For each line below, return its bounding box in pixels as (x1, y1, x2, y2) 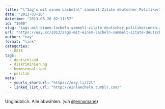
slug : (5, 26, 16, 30)
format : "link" (5, 39, 36, 44)
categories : (5, 44, 29, 49)
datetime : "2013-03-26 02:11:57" (5, 16, 74, 21)
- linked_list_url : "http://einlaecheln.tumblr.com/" (9, 84, 122, 90)
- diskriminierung (9, 62, 48, 67)
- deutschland (9, 57, 38, 62)
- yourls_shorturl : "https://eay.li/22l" (9, 80, 96, 85)
